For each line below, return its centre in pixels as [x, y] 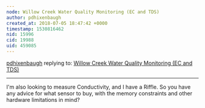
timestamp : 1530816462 [35, 29]
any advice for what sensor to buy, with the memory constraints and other [99, 93]
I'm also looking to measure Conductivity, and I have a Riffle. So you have [99, 87]
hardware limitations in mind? [43, 100]
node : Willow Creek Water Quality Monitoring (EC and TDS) [83, 12]
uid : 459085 [21, 46]
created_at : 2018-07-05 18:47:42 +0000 [57, 23]
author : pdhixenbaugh [34, 18]
